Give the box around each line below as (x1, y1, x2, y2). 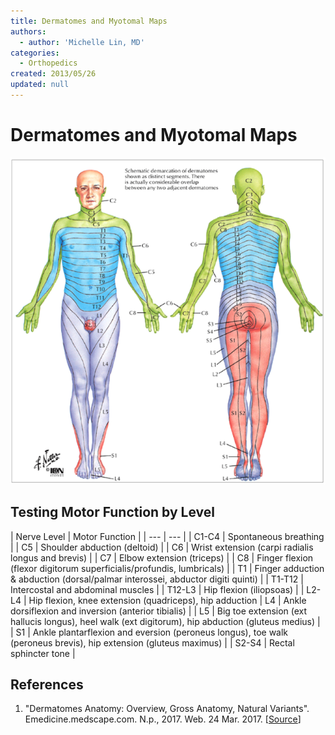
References (10, 676, 84, 693)
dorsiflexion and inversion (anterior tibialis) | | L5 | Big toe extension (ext (10, 605, 308, 617)
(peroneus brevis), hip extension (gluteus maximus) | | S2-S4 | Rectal (10, 636, 295, 649)
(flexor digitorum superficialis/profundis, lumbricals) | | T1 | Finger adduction (10, 562, 325, 574)
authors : (10, 26, 47, 37)
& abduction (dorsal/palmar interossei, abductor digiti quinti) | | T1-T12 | (10, 573, 304, 585)
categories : (10, 48, 60, 58)
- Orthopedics (19, 58, 78, 69)
